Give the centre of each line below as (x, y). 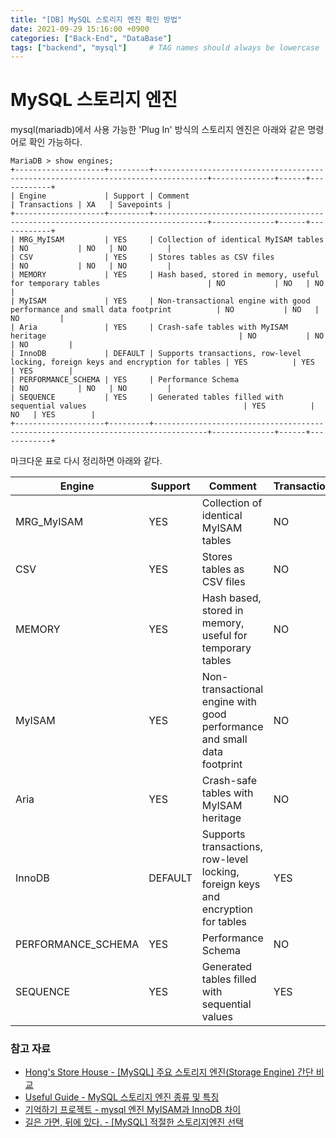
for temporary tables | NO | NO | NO (167, 284)
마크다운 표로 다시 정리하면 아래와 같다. (86, 461)
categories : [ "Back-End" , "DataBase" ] (91, 38)
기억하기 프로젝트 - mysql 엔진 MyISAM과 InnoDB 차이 (133, 1110)
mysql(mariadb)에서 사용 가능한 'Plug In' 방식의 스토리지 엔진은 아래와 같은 (158, 130)
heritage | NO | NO (167, 336)
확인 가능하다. (55, 142)
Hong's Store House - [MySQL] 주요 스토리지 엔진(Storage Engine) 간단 (169, 1072)
